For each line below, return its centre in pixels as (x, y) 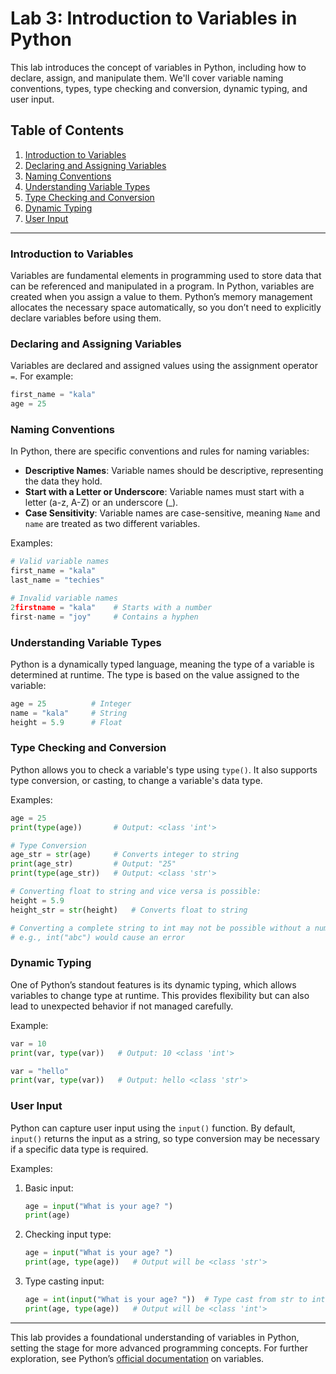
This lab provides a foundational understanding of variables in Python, (155, 1337)
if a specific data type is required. (79, 1149)
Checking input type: (68, 1234)
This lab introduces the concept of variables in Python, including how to (158, 67)
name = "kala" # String (69, 713)
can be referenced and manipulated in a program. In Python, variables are (162, 286)
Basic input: (49, 1188)
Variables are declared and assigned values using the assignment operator (164, 366)
